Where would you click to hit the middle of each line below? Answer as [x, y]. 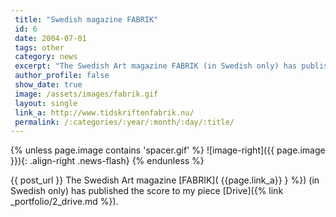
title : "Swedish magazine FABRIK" [86, 19]
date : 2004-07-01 [50, 38]
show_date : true [48, 85]
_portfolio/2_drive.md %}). [64, 202]
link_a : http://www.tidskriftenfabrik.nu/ [104, 112]
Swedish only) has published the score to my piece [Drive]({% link [147, 191]
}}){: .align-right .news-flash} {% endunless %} [107, 161]
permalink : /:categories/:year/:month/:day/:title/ [124, 122]
